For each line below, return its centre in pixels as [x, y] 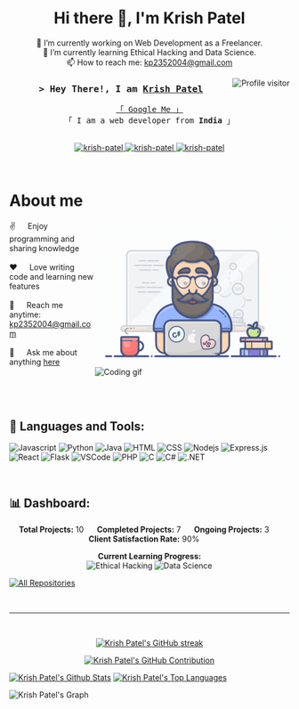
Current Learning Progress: [149, 556]
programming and [42, 239]
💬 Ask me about [43, 353]
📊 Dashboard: [50, 504]
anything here [35, 362]
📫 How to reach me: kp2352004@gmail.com [149, 62]
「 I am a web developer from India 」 [149, 121]
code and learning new [51, 277]
